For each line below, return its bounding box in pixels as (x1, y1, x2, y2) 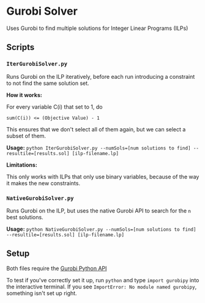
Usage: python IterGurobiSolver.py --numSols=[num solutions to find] (6, 144, 191, 151)
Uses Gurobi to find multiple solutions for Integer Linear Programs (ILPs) (6, 24, 188, 32)
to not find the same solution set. (6, 79, 90, 87)
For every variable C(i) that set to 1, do (6, 103, 103, 111)
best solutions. (6, 213, 44, 221)
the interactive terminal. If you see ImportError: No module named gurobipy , (6, 283, 197, 290)
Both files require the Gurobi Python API (6, 265, 107, 272)
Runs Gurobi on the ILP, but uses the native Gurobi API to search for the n (6, 206, 192, 214)
